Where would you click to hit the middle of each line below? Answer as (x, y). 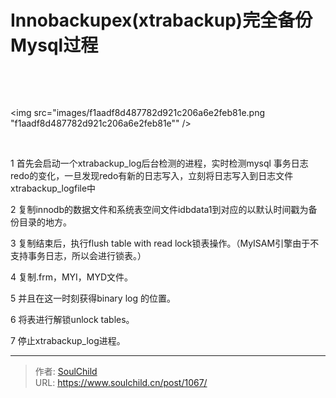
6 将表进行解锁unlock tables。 (72, 319)
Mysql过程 (54, 45)
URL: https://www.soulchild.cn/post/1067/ (121, 382)
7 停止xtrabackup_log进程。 (68, 340)
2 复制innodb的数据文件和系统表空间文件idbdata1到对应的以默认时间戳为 (159, 209)
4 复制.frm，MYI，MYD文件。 (72, 277)
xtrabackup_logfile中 (53, 188)
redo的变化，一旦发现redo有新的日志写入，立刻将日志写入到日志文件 (152, 175)
